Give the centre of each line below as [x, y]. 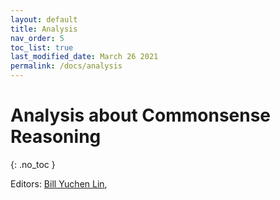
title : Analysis [44, 29]
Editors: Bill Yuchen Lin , [59, 183]
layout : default [44, 19]
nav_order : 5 [37, 38]
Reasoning [56, 137]
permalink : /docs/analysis [66, 66]
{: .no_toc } [33, 164]
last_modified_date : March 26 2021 [84, 57]
